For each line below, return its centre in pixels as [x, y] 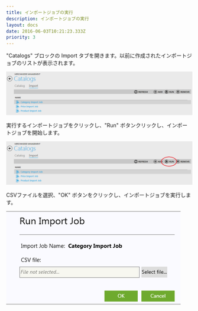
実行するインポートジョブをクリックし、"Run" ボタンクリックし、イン [92, 125]
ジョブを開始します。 [37, 133]
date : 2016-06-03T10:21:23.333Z [46, 31]
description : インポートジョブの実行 [48, 19]
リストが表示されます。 [50, 63]
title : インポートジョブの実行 [40, 12]
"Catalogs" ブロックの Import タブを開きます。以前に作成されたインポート [97, 55]
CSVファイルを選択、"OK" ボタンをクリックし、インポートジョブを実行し [96, 195]
